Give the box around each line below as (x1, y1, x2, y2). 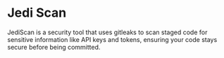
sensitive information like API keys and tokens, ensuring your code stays (7, 35, 218, 43)
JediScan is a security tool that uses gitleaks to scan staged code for (7, 28, 208, 36)
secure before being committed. (7, 43, 101, 51)
